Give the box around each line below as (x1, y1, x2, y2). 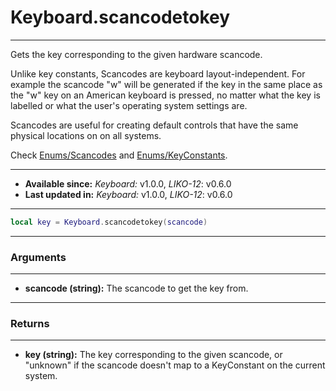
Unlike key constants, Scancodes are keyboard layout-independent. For (10, 67, 306, 80)
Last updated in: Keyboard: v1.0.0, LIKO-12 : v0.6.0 (24, 188, 233, 200)
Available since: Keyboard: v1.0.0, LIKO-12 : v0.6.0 (24, 177, 232, 190)
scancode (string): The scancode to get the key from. (24, 282, 249, 295)
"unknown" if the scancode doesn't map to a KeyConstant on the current (24, 359, 326, 371)
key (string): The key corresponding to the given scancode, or (24, 349, 283, 361)
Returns (10, 317, 50, 331)
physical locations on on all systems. (10, 129, 162, 141)
